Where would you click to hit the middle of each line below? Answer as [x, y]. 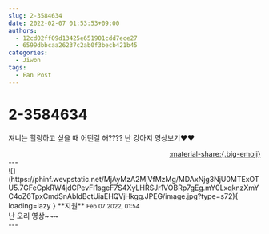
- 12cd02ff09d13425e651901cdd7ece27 [76, 38]
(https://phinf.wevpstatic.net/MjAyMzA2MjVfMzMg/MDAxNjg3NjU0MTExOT [134, 179]
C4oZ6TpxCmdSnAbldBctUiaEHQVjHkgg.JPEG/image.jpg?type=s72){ [123, 196]
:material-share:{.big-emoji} [215, 153]
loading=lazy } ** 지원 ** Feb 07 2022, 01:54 [74, 205]
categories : [28, 53]
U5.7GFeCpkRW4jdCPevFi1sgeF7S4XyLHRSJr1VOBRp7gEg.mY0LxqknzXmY [134, 188]
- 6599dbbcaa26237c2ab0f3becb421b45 [76, 46]
